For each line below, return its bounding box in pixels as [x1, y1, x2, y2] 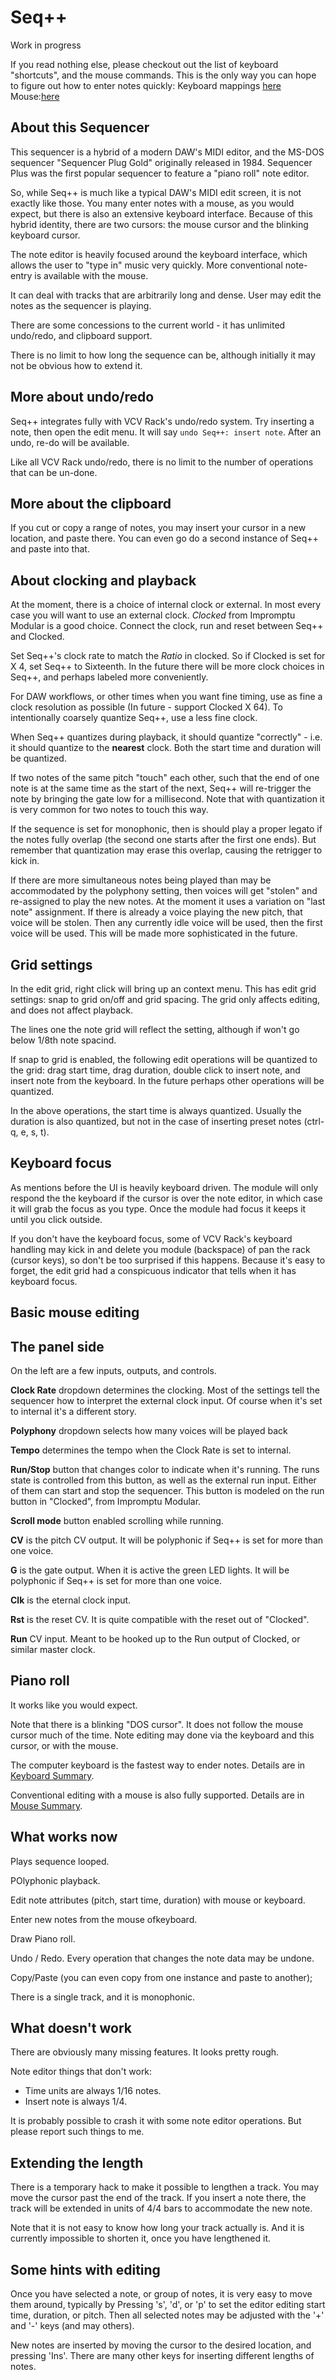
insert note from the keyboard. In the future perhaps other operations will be [10, 1075, 325, 1086]
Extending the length [10, 2154, 144, 2171]
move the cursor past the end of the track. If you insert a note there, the [10, 2192, 307, 2204]
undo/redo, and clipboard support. [10, 329, 153, 341]
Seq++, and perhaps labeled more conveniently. [10, 671, 209, 683]
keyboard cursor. [10, 229, 81, 241]
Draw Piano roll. [10, 1932, 76, 1945]
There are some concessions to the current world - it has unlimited [10, 319, 286, 331]
